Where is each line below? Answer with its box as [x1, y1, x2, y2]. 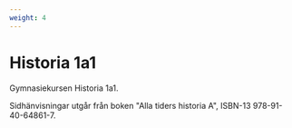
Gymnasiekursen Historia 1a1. [9, 83, 119, 94]
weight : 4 [9, 13, 47, 23]
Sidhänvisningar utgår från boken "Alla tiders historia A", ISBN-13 [9, 100, 251, 111]
